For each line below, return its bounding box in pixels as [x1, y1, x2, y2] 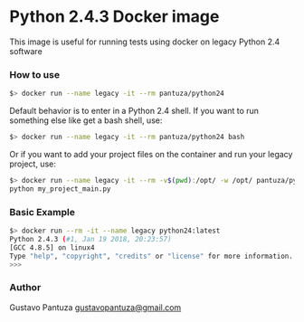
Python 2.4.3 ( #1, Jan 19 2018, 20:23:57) [9, 234, 172, 243]
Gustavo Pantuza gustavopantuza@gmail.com [9, 301, 182, 313]
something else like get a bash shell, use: [9, 115, 163, 126]
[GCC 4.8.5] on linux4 [9, 242, 95, 252]
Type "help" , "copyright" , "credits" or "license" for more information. [9, 251, 294, 260]
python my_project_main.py [9, 184, 111, 194]
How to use [9, 68, 61, 80]
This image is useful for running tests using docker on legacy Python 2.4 [9, 36, 280, 47]
